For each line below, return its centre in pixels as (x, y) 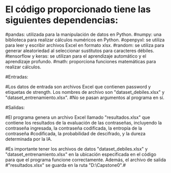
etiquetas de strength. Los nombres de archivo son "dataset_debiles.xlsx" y (85, 92)
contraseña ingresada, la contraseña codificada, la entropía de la (74, 128)
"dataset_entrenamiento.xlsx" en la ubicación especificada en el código (81, 154)
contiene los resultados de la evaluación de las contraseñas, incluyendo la (84, 122)
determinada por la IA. (29, 139)
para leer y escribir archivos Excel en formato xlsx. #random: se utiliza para (85, 45)
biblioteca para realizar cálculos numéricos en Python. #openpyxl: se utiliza (85, 40)
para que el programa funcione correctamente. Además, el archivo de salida (86, 160)
